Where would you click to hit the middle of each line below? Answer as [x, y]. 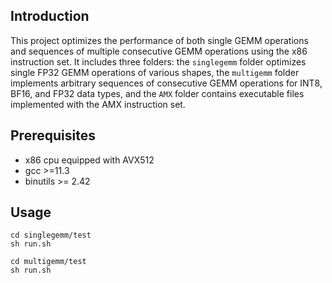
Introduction [50, 16]
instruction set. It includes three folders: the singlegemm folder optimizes [158, 61]
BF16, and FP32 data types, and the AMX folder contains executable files [157, 93]
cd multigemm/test [48, 262]
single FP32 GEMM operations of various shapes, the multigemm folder [155, 72]
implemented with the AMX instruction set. [98, 104]
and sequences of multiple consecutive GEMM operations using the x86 [159, 51]
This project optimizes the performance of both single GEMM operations [159, 40]
